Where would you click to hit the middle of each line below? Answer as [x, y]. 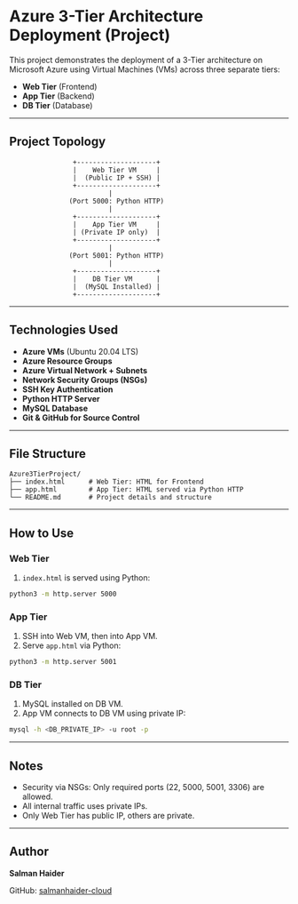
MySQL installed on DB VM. [73, 704]
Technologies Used [63, 330]
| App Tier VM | [117, 224]
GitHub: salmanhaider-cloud [61, 890]
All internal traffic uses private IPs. [85, 806]
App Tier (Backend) [58, 96]
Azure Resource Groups [67, 361]
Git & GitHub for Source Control [81, 417]
